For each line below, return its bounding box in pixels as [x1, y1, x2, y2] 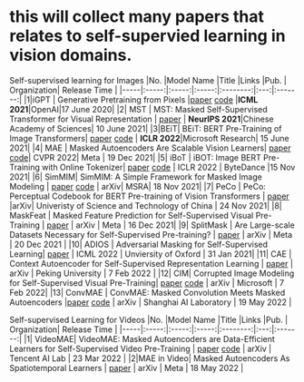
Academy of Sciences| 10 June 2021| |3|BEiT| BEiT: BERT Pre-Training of [9, 122, 282, 133]
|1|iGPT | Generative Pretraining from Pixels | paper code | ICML [24, 93, 259, 105]
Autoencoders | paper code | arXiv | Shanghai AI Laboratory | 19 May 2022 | [9, 297, 292, 308]
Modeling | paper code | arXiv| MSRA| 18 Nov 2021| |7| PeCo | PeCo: [9, 181, 266, 191]
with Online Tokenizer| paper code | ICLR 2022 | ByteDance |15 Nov [42, 162, 296, 172]
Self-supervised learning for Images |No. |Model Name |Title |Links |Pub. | [9, 74, 288, 85]
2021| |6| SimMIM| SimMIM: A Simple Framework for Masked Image [9, 171, 263, 182]
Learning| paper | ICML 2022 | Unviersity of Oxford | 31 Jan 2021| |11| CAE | [9, 248, 292, 260]
